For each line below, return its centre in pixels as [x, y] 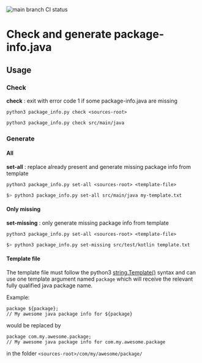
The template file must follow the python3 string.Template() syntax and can [101, 273]
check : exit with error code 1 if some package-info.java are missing [92, 101]
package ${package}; [33, 309]
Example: [18, 297]
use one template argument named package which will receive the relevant [100, 279]
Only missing [24, 209]
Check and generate [59, 34]
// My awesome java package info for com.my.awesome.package [86, 342]
